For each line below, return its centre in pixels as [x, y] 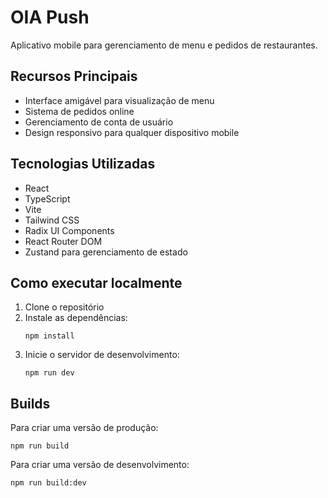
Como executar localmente [96, 282]
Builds [30, 403]
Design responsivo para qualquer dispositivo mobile [132, 132]
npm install [49, 336]
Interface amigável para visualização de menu [119, 100]
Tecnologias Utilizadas [83, 164]
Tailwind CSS [52, 220]
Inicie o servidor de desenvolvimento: [102, 355]
